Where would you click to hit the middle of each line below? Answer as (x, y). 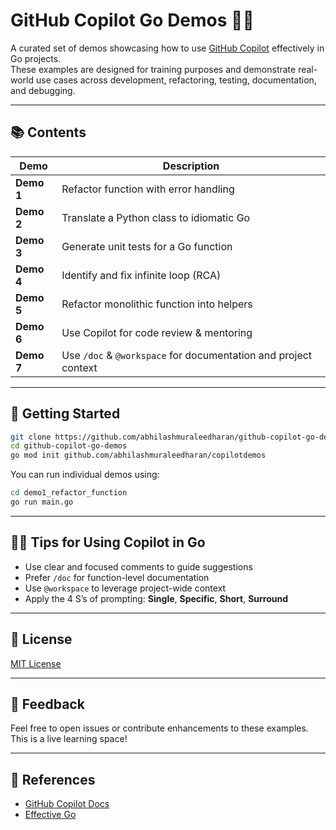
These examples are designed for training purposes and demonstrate (153, 69)
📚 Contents (48, 132)
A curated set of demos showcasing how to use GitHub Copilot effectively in (167, 48)
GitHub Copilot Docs (67, 804)
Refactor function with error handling (148, 189)
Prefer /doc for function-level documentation (117, 577)
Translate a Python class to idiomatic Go (156, 217)
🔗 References (53, 779)
